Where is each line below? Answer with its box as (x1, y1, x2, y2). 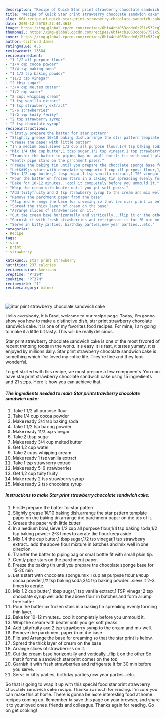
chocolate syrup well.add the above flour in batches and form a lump (12, 593, 152, 600)
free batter (12, 599, 35, 604)
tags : (5, 235, 17, 241)
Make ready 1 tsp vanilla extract (12, 455, 77, 461)
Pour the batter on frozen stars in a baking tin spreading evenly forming (12, 604, 157, 610)
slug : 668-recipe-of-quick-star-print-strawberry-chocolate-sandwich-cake (5, 16, 162, 21)
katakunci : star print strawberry (5, 258, 76, 263)
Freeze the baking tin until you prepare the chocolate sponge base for (12, 562, 154, 568)
